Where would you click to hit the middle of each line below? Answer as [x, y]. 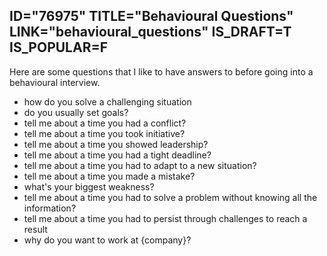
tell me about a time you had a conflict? [105, 123]
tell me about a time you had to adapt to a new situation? [140, 165]
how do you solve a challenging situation [107, 101]
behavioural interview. [55, 82]
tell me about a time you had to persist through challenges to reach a [165, 218]
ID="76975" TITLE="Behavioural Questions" [151, 16]
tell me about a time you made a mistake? [109, 176]
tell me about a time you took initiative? [104, 133]
